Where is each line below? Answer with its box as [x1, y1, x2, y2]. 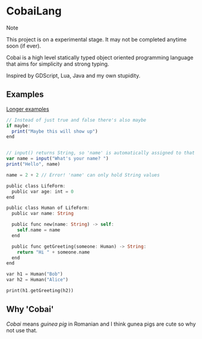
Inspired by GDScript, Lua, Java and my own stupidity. [6, 72, 141, 79]
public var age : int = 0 [11, 188, 74, 194]
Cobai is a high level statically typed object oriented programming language [6, 54, 194, 61]
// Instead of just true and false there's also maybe [6, 117, 147, 123]
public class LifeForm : [6, 182, 66, 189]
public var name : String [11, 211, 74, 217]
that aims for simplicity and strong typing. [6, 60, 109, 67]
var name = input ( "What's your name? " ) [6, 155, 109, 162]
